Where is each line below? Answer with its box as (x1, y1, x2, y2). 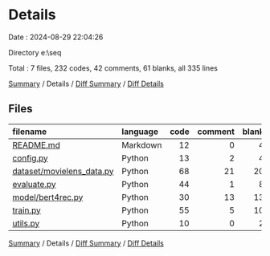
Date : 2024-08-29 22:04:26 (8, 32, 104, 42)
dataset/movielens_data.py (12, 165, 114, 177)
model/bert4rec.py (12, 191, 84, 202)
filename (12, 126, 47, 137)
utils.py (12, 217, 40, 229)
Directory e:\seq (8, 47, 62, 57)
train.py (12, 205, 42, 216)
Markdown (121, 139, 162, 150)
